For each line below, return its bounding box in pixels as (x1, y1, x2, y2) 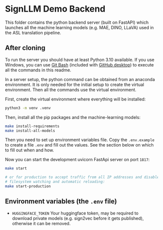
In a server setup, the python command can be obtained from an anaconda (5, 76, 155, 82)
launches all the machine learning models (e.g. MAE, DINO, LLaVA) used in (5, 24, 154, 30)
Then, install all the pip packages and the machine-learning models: (5, 114, 141, 120)
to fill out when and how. (5, 147, 54, 153)
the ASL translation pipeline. (5, 30, 62, 35)
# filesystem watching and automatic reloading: (5, 180, 105, 184)
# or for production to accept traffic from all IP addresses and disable (5, 175, 160, 180)
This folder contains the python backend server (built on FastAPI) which (5, 19, 149, 25)
